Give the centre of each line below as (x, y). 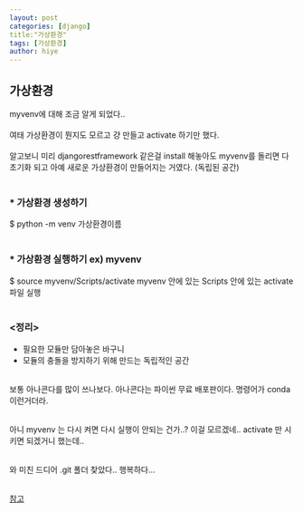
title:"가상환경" (38, 34)
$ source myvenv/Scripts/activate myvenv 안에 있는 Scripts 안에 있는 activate (151, 281)
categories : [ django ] (50, 26)
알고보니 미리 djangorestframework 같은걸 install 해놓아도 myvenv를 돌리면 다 (149, 156)
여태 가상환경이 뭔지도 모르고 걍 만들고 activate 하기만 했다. (114, 135)
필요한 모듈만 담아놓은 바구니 (73, 349)
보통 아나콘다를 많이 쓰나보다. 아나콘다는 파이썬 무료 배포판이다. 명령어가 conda (150, 389)
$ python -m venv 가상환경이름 (66, 224)
